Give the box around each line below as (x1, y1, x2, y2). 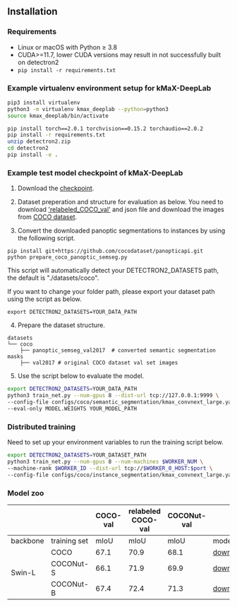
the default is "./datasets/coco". (7, 273, 99, 282)
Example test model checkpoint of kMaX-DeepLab (7, 167, 183, 177)
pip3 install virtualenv (7, 99, 80, 106)
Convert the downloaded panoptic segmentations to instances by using (17, 226, 226, 235)
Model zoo (7, 488, 44, 497)
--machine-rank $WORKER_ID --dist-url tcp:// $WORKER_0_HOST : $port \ (7, 464, 213, 472)
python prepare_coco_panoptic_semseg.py (7, 254, 128, 261)
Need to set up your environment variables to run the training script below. (7, 438, 224, 447)
